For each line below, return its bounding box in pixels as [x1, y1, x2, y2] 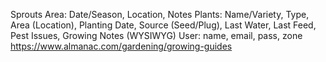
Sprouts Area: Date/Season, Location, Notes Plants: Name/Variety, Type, [10, 9, 310, 20]
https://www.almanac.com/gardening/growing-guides [10, 40, 233, 52]
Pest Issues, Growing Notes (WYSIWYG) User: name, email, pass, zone [10, 30, 303, 41]
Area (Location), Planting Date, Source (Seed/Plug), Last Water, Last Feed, [10, 19, 317, 31]
